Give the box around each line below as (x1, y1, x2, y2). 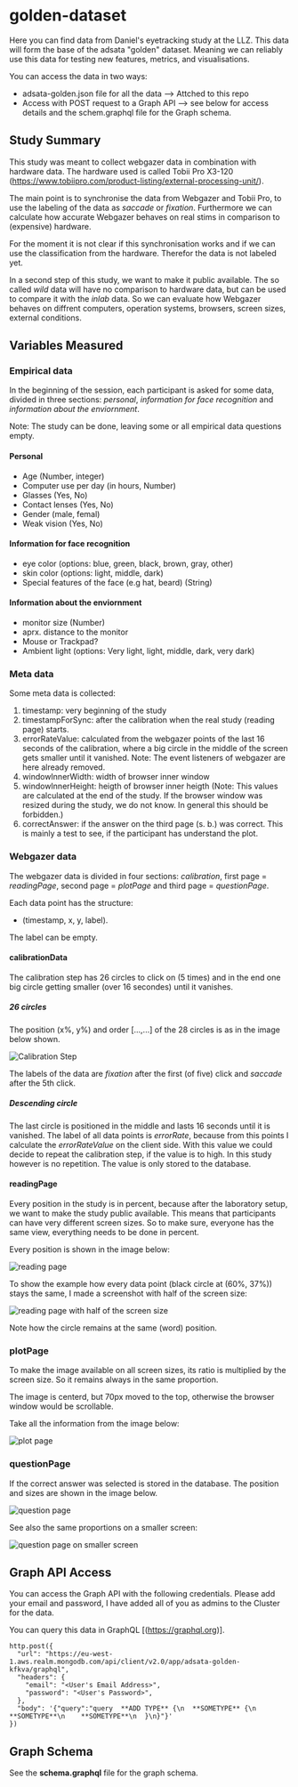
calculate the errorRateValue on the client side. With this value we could (9, 1139, 273, 1150)
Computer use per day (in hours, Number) (21, 480, 176, 490)
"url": (17, 1650, 42, 1659)
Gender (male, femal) (21, 508, 101, 519)
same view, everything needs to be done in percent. (9, 1226, 200, 1237)
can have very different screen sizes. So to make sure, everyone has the (9, 1217, 274, 1228)
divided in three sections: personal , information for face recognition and (9, 394, 274, 405)
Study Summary (9, 133, 101, 148)
